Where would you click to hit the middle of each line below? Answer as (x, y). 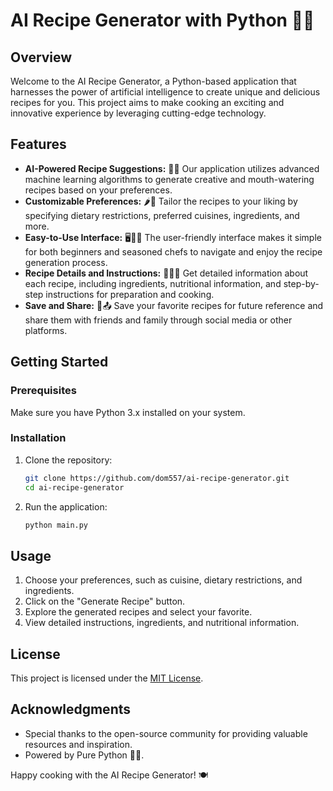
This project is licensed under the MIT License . (107, 678)
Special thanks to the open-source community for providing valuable (166, 733)
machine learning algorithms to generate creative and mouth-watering (169, 179)
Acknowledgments (71, 709)
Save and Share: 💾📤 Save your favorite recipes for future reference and (174, 305)
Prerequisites (43, 391)
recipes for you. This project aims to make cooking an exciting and (147, 102)
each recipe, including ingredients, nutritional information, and (153, 283)
